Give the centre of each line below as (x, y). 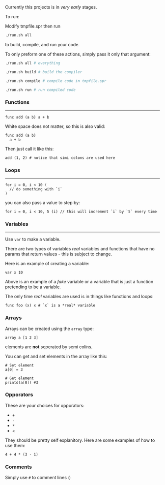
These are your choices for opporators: (45, 405)
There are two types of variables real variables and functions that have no (80, 249)
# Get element (20, 378)
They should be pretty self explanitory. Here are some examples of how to (80, 440)
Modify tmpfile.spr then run (33, 26)
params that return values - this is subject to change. (59, 254)
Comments (18, 467)
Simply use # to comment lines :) (38, 478)
